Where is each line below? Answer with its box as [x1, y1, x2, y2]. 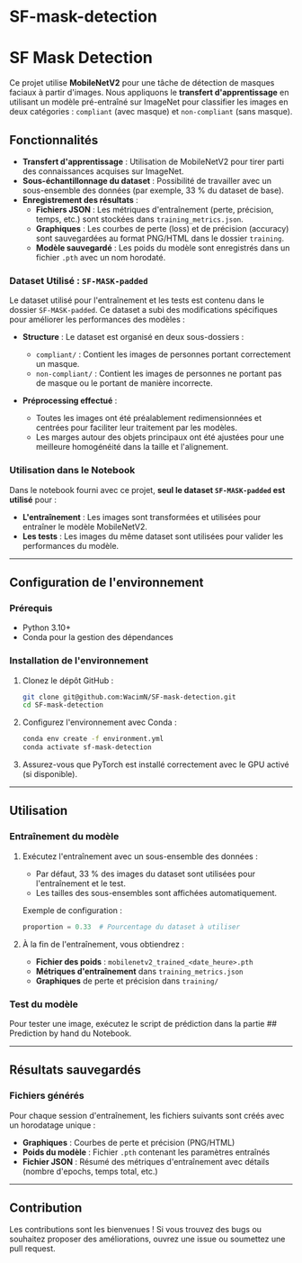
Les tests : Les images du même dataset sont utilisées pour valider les [22, 530, 284, 542]
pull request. [9, 1243, 56, 1254]
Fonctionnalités [9, 133, 99, 148]
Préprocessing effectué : [22, 395, 118, 407]
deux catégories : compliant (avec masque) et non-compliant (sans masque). [9, 106, 293, 117]
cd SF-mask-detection [22, 700, 103, 709]
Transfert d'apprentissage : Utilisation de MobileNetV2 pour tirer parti [22, 156, 285, 167]
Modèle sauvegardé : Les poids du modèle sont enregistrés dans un [35, 242, 290, 253]
